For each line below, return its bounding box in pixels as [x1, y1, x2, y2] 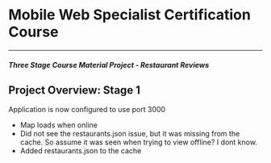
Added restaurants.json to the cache [19, 146, 142, 156]
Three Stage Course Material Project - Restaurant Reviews [8, 60, 210, 69]
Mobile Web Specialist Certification [8, 6, 252, 24]
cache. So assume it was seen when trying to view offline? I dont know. [19, 137, 258, 147]
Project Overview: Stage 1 [8, 83, 141, 97]
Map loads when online [19, 120, 98, 130]
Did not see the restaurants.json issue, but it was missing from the [19, 129, 240, 139]
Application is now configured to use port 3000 [8, 105, 166, 115]
